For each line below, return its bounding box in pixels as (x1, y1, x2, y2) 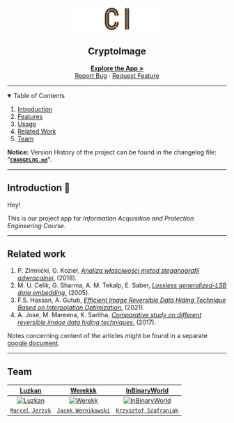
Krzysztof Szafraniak (116, 407, 179, 415)
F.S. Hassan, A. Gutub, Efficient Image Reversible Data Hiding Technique (17, 296, 226, 305)
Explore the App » (90, 64, 144, 72)
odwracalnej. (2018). (17, 274, 77, 282)
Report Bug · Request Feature (75, 71, 159, 79)
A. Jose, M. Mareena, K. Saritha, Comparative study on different (17, 311, 202, 319)
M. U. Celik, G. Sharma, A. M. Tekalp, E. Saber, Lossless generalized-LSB (17, 281, 227, 289)
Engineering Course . (7, 221, 66, 230)
